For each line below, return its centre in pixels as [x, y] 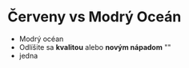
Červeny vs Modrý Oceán [94, 17]
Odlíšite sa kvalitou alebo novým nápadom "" [95, 47]
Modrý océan [41, 39]
